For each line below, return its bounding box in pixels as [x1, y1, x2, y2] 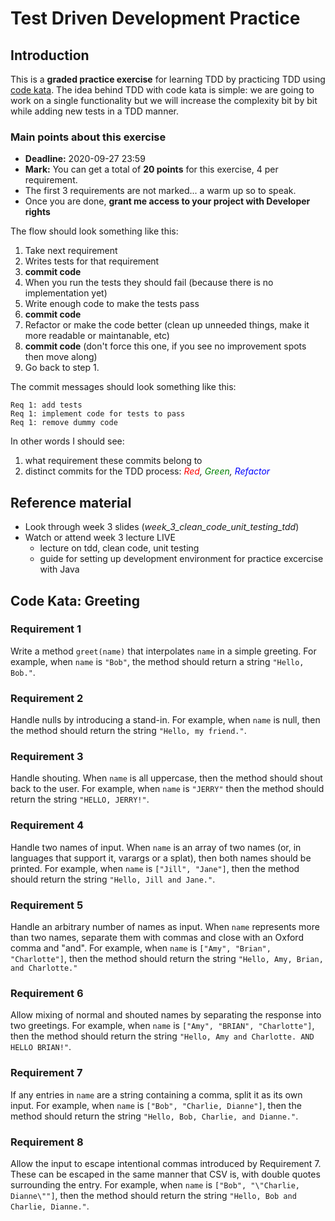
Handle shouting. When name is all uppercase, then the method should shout [10, 772, 323, 784]
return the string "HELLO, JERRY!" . [10, 793, 150, 806]
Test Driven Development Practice [10, 7, 301, 30]
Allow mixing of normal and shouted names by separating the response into [10, 1009, 322, 1021]
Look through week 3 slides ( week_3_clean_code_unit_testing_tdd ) [24, 521, 300, 533]
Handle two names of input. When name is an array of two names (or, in [10, 841, 302, 853]
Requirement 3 [10, 750, 84, 764]
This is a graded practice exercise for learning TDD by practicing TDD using [10, 73, 326, 85]
